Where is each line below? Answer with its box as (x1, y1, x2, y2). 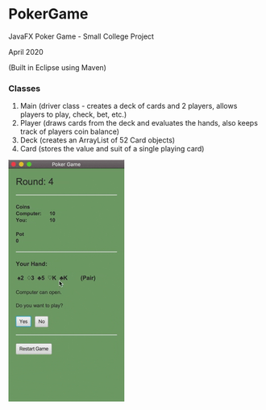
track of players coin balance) (19, 126, 119, 137)
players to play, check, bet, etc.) (19, 110, 127, 119)
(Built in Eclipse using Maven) (8, 62, 107, 72)
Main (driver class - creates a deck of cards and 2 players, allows (19, 101, 238, 111)
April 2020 (8, 47, 44, 56)
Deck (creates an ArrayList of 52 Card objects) (19, 135, 176, 145)
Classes (8, 82, 41, 93)
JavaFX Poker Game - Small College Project (8, 31, 155, 41)
